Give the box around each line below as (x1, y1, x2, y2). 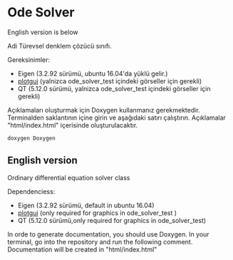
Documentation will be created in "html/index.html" (7, 245, 157, 254)
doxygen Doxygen (7, 135, 56, 142)
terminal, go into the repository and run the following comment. (7, 237, 193, 246)
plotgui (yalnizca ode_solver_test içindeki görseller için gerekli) (17, 76, 202, 85)
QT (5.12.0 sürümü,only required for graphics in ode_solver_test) (17, 216, 207, 224)
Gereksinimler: (7, 55, 51, 64)
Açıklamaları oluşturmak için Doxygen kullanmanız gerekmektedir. (7, 105, 201, 114)
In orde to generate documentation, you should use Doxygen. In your (7, 229, 209, 239)
